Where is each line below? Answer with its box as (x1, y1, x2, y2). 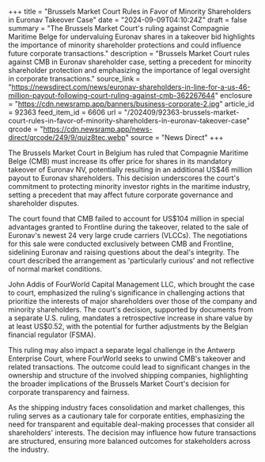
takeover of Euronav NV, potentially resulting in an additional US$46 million (8, 165, 253, 174)
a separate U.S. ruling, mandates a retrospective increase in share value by (8, 313, 253, 323)
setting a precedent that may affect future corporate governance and (8, 190, 233, 199)
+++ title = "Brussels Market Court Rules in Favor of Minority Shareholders (8, 7, 252, 16)
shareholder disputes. (8, 199, 79, 208)
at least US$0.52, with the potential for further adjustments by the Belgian (8, 322, 248, 331)
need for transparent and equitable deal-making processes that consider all (8, 419, 255, 429)
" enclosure (214, 91, 253, 100)
